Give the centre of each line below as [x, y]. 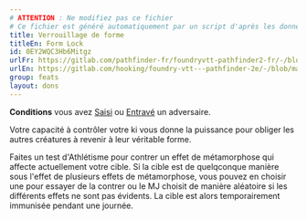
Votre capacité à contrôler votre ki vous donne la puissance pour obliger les [152, 130]
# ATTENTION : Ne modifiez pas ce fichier [91, 18]
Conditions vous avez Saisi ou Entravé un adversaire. [111, 111]
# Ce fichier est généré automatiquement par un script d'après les [143, 26]
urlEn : [22, 69]
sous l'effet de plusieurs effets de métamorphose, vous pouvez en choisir [148, 176]
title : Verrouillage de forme [67, 35]
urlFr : [22, 60]
